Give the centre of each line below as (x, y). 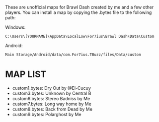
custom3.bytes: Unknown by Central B (52, 93)
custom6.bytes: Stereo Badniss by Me (51, 98)
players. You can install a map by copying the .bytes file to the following (79, 12)
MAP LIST (26, 74)
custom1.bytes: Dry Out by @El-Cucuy (51, 88)
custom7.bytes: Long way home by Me (52, 104)
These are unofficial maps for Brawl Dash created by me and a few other (79, 7)
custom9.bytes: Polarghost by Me (47, 114)
